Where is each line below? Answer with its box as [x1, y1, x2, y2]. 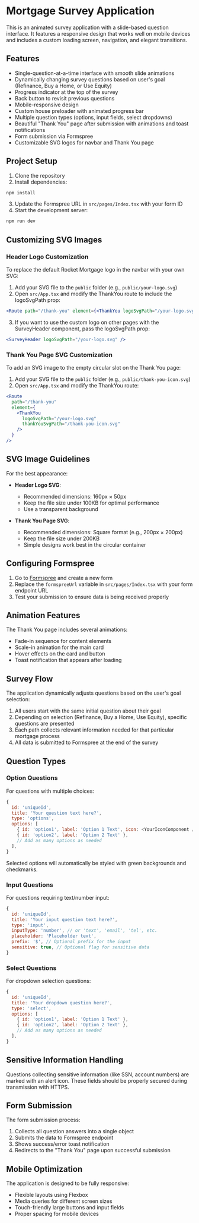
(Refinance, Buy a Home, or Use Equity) [14, 82, 113, 89]
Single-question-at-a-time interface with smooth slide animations [14, 70, 175, 77]
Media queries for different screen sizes [14, 1197, 113, 1205]
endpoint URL [14, 587, 49, 594]
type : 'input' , [11, 922, 49, 928]
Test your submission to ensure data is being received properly [14, 593, 169, 600]
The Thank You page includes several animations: [6, 626, 128, 633]
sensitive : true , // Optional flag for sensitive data [11, 944, 150, 950]
